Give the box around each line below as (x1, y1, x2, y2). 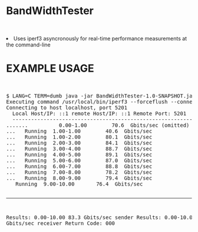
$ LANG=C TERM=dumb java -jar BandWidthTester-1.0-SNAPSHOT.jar (6, 92, 196, 99)
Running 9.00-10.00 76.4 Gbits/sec (15, 180, 143, 187)
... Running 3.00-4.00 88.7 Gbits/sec (6, 145, 153, 152)
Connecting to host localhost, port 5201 (6, 104, 128, 111)
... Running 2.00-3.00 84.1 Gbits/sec (6, 139, 153, 146)
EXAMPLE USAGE (6, 62, 94, 75)
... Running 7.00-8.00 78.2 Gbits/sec (6, 169, 153, 176)
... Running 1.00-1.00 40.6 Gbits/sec (6, 127, 153, 135)
